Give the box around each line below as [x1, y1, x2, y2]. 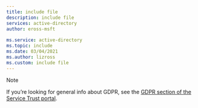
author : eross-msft [6, 25, 56, 32]
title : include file [6, 8, 59, 15]
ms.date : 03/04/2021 [6, 49, 59, 55]
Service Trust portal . [6, 95, 58, 102]
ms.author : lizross [6, 54, 56, 60]
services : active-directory [6, 20, 78, 26]
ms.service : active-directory [6, 37, 83, 43]
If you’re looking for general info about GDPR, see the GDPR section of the [6, 88, 192, 95]
